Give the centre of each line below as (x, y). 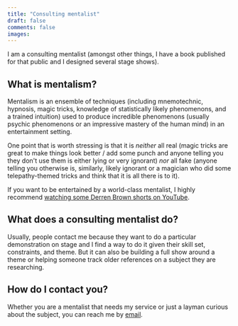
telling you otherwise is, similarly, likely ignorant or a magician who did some (119, 168)
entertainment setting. (40, 132)
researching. (26, 267)
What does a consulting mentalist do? (93, 219)
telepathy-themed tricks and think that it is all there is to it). (93, 176)
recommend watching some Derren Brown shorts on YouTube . (98, 198)
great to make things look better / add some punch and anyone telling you (115, 153)
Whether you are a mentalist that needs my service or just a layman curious (118, 307)
